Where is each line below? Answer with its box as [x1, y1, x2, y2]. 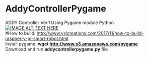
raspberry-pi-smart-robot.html [5, 35, 69, 41]
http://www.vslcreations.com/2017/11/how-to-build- [36, 30, 144, 36]
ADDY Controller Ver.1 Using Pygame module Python [5, 19, 114, 25]
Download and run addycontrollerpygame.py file [5, 46, 108, 52]
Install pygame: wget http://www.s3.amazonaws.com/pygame [5, 40, 138, 46]
